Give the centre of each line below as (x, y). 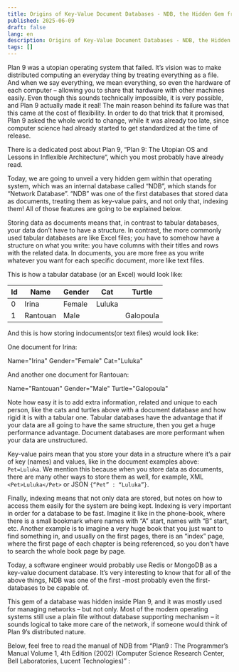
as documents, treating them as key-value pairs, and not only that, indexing (118, 201)
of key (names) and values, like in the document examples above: (103, 462)
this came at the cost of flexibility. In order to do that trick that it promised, (116, 113)
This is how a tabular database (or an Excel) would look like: (95, 274)
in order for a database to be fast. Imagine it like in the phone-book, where (116, 513)
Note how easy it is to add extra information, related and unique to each (112, 402)
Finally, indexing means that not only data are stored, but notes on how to (115, 498)
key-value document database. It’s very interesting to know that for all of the (119, 572)
